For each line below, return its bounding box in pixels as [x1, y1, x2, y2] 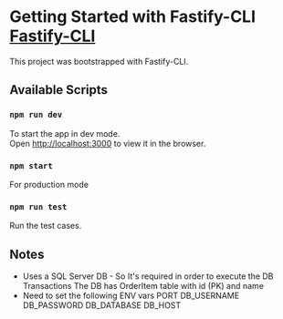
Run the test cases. [9, 221, 82, 232]
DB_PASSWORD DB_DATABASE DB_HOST [22, 300, 182, 311]
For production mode [9, 179, 89, 190]
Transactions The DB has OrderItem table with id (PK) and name [22, 281, 265, 292]
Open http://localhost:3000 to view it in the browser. [9, 138, 206, 149]
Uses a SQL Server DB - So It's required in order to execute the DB [22, 271, 274, 282]
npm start [9, 160, 53, 170]
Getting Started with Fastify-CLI [9, 6, 257, 27]
